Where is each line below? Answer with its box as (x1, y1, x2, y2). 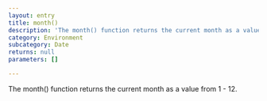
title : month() (8, 19, 59, 27)
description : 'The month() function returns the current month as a (8, 26, 240, 34)
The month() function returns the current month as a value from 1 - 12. (8, 84, 238, 93)
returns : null (8, 48, 56, 56)
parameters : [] (8, 56, 59, 64)
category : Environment (8, 33, 83, 42)
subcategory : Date (8, 41, 69, 49)
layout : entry (8, 11, 56, 20)
